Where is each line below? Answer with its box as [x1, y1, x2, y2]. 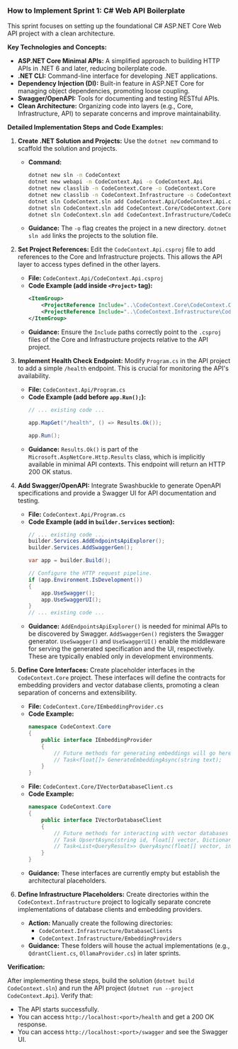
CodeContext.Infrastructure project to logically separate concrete [17, 898, 211, 906]
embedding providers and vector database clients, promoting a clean [17, 681, 220, 689]
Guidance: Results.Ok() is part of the [28, 445, 139, 453]
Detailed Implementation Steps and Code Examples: [7, 123, 164, 132]
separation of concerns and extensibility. [17, 689, 137, 697]
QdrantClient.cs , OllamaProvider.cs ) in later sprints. [28, 949, 181, 958]
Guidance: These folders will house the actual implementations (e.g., [28, 941, 230, 950]
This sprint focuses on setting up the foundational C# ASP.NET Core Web [7, 22, 222, 30]
